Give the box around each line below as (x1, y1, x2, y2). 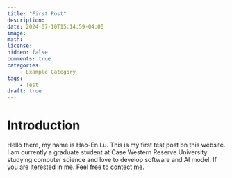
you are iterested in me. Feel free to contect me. (7, 163, 144, 171)
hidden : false (7, 49, 49, 56)
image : (7, 29, 26, 37)
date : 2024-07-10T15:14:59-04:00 (7, 23, 104, 30)
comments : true (7, 56, 51, 63)
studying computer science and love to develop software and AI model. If (7, 156, 217, 164)
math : (7, 36, 23, 43)
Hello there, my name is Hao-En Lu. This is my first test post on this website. (7, 140, 226, 149)
